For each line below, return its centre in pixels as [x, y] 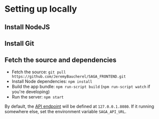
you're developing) [31, 92]
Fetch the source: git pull [39, 72]
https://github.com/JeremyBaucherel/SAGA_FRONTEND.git [69, 77]
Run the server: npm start [38, 97]
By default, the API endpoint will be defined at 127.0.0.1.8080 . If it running [79, 106]
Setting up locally [41, 9]
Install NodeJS [27, 27]
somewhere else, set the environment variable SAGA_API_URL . [66, 111]
